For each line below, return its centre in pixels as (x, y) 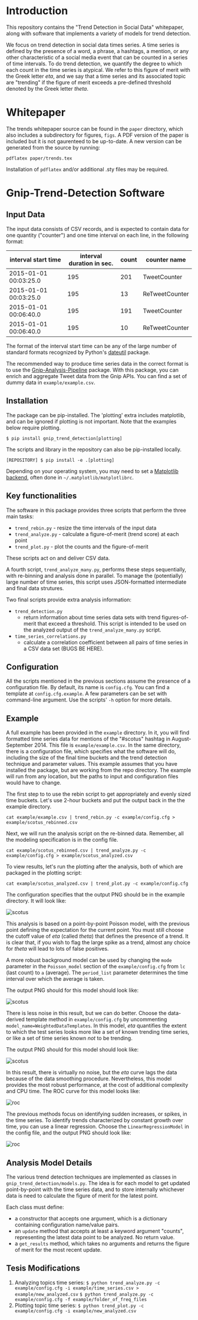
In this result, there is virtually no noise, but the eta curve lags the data (92, 1073)
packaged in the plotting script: (44, 873)
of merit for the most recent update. (58, 1249)
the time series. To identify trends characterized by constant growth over (95, 1120)
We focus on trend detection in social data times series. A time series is (93, 45)
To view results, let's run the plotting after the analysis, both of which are (95, 866)
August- (181, 739)
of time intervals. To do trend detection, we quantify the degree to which (94, 64)
